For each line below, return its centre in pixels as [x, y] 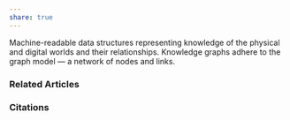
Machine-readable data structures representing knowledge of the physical [145, 42]
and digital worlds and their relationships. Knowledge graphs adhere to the [145, 52]
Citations [29, 108]
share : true [31, 17]
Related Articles [44, 84]
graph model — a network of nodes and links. [92, 61]
